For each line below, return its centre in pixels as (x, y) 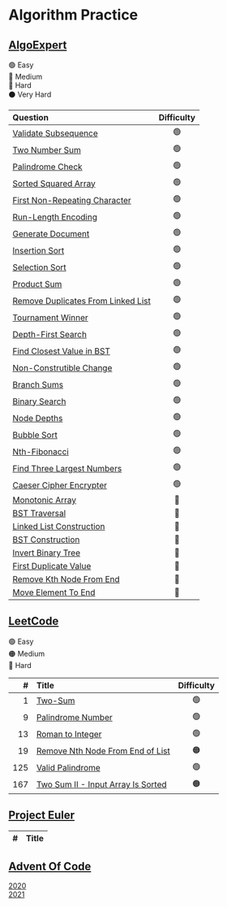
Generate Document (51, 233)
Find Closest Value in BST (62, 351)
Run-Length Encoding (55, 217)
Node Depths (38, 418)
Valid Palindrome (69, 768)
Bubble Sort (35, 435)
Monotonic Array (45, 500)
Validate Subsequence (56, 133)
